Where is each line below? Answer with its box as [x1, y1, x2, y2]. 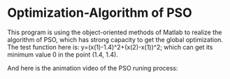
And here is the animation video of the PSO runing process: [7, 64, 178, 72]
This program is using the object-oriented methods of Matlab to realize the [7, 28, 222, 36]
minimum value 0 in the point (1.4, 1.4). [7, 50, 119, 59]
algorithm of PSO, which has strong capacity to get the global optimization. [7, 35, 224, 43]
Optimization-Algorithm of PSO [7, 5, 192, 21]
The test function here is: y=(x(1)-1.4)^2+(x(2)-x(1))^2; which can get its [7, 43, 213, 51]
